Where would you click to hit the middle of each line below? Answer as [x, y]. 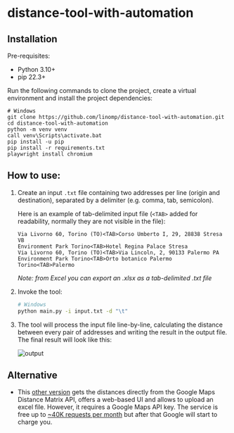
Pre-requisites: [29, 56]
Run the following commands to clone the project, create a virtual [102, 90]
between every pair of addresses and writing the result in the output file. [122, 332]
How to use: [34, 176]
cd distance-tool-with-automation [58, 123]
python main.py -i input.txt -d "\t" [73, 311]
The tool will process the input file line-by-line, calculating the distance [120, 325]
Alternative [32, 375]
